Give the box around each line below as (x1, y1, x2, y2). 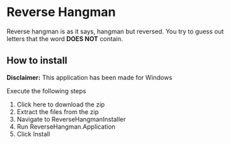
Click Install (16, 129, 50, 138)
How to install (6, 55, 68, 67)
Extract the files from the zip (16, 107, 99, 115)
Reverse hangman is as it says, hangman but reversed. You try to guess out (6, 27, 225, 35)
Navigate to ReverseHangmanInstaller (16, 115, 126, 123)
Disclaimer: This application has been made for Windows (6, 73, 173, 81)
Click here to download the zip (16, 100, 106, 109)
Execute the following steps (6, 86, 87, 95)
